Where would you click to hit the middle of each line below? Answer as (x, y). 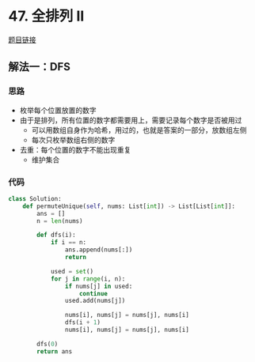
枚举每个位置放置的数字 (58, 110)
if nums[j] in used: (99, 286)
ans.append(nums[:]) (99, 250)
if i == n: (69, 243)
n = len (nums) (60, 221)
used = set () (72, 271)
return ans (55, 351)
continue (93, 293)
